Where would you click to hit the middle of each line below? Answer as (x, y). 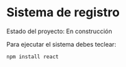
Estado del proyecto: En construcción (59, 31)
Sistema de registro (63, 13)
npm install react (33, 57)
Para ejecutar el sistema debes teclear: (62, 44)
